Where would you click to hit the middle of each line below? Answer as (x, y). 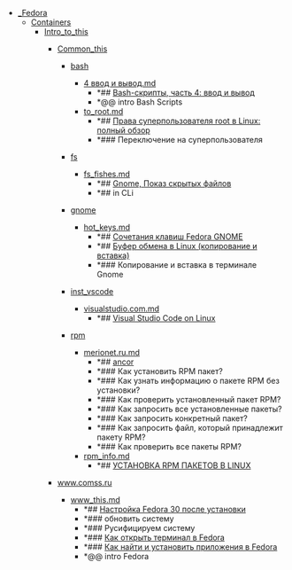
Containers (51, 22)
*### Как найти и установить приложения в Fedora (181, 547)
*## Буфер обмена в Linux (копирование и (177, 246)
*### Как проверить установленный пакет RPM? (189, 399)
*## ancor (115, 362)
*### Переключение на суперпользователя (180, 140)
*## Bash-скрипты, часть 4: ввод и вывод (176, 93)
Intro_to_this (66, 31)
